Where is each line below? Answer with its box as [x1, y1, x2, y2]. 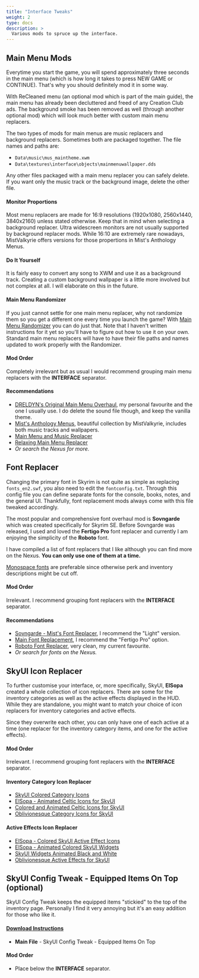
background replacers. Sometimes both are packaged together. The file [6, 136, 182, 143]
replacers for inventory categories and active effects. [6, 707, 137, 714]
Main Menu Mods [6, 53, 72, 63]
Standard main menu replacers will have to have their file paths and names [6, 335, 189, 342]
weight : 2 [6, 14, 31, 20]
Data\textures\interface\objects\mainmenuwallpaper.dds [14, 161, 156, 167]
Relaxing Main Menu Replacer [14, 439, 88, 446]
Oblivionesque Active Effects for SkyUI [14, 856, 110, 863]
